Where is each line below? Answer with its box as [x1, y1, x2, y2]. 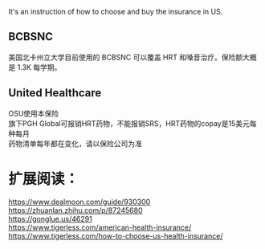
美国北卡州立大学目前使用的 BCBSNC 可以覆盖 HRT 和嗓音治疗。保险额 [8, 52, 243, 62]
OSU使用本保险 [8, 108, 59, 118]
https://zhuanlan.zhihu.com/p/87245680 [8, 205, 143, 215]
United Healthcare [8, 86, 102, 100]
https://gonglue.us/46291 [8, 214, 92, 223]
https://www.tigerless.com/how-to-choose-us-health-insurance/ [8, 231, 223, 240]
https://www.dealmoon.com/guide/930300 [8, 197, 151, 206]
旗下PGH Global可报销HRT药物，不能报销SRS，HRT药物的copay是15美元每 [8, 118, 257, 128]
